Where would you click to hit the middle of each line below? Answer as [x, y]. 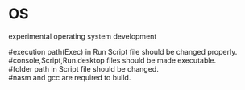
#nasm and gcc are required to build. [70, 77]
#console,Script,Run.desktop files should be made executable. [112, 60]
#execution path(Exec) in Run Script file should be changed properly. [123, 51]
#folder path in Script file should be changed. [83, 68]
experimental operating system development [83, 36]
